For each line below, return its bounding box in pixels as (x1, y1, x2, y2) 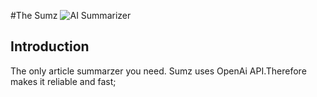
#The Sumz (10, 10, 58, 21)
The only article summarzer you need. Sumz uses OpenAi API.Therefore (10, 65, 307, 77)
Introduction (10, 38, 90, 55)
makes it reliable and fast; (10, 75, 117, 87)
